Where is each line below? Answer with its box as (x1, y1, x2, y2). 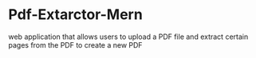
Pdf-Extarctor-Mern (8, 6, 144, 24)
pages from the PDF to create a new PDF (8, 40, 143, 49)
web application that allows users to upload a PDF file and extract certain (8, 32, 249, 41)
